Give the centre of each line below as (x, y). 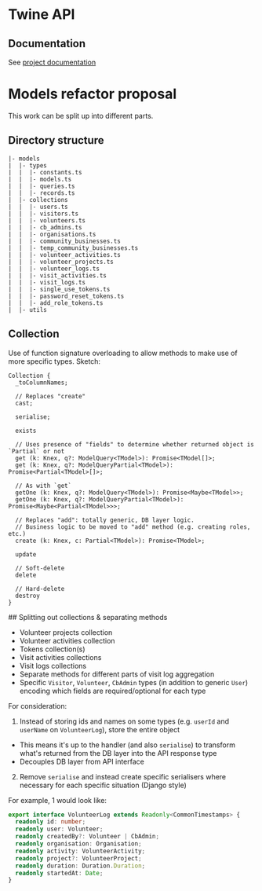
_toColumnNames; (42, 383)
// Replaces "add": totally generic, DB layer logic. (105, 520)
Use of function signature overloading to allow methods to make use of (123, 353)
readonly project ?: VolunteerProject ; (79, 858)
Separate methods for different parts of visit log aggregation (117, 674)
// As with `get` (44, 486)
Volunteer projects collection (66, 632)
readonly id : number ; (51, 822)
